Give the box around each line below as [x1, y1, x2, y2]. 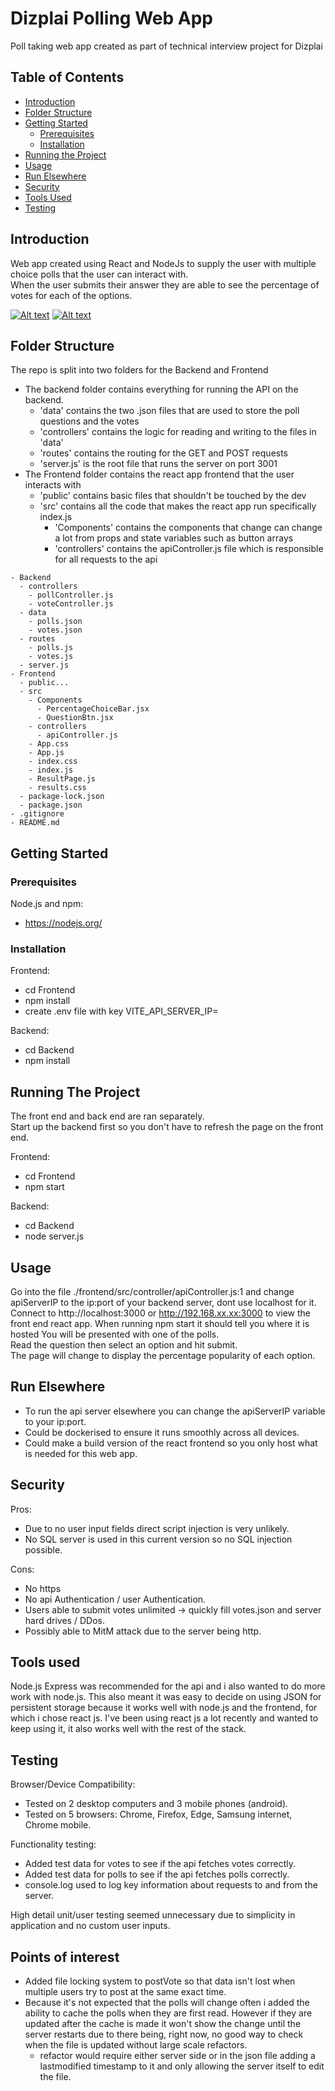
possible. [24, 1543, 63, 1556]
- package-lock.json [19, 792, 105, 802]
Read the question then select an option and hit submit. [10, 1338, 238, 1351]
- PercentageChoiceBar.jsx [36, 704, 150, 714]
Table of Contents [10, 69, 125, 86]
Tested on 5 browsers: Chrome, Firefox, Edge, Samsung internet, [24, 1808, 293, 1821]
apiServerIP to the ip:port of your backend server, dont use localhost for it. [10, 1296, 317, 1308]
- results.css [28, 783, 87, 793]
